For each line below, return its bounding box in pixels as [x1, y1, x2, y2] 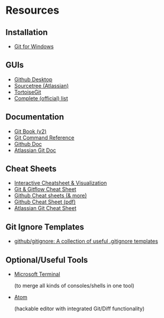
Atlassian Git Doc [14, 147, 57, 154]
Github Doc [14, 140, 42, 147]
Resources [5, 4, 60, 17]
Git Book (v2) [14, 128, 47, 135]
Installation [5, 27, 48, 37]
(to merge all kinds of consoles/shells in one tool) [14, 282, 134, 290]
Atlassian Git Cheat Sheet [14, 205, 76, 212]
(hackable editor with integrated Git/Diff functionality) [14, 305, 145, 312]
